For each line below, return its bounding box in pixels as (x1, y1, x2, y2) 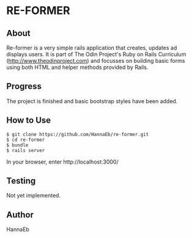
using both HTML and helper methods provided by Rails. (6, 63, 149, 71)
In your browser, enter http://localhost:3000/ (6, 158, 119, 165)
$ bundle (6, 142, 29, 148)
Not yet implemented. (6, 192, 61, 199)
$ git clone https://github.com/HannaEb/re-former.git (6, 131, 149, 137)
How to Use (6, 115, 51, 126)
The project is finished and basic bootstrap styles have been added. (6, 97, 178, 104)
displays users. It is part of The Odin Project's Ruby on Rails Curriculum (6, 51, 186, 58)
